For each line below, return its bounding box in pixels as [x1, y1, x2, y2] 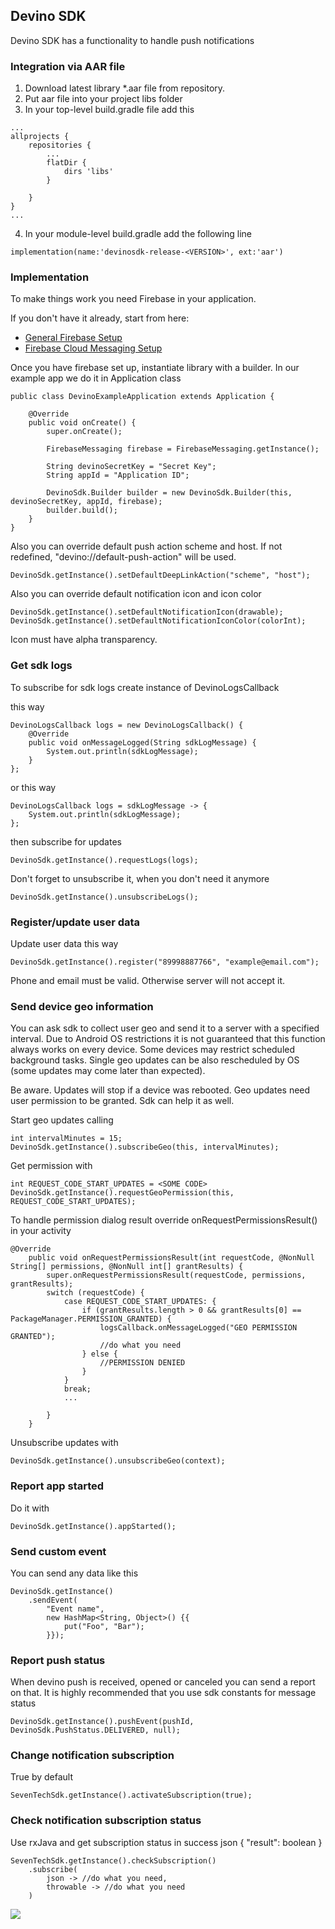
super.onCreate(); [46, 427, 123, 437]
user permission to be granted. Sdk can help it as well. [10, 1095, 235, 1107]
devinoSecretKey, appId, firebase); [10, 497, 163, 507]
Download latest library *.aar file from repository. [24, 82, 226, 94]
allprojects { [10, 132, 70, 142]
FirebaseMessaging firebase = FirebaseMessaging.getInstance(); [46, 444, 320, 454]
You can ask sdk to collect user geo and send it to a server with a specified [10, 1022, 320, 1034]
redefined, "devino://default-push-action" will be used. [10, 551, 237, 563]
